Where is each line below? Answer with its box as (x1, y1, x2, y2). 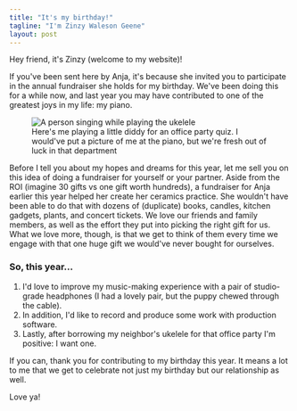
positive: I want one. (21, 338, 96, 349)
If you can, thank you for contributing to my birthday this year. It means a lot (9, 355, 288, 366)
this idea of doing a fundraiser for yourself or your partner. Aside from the (9, 172, 281, 183)
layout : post (9, 29, 58, 38)
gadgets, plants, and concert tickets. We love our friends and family (9, 210, 259, 221)
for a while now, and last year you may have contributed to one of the (9, 90, 265, 101)
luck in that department (31, 145, 118, 156)
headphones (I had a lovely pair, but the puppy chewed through (45, 291, 279, 301)
